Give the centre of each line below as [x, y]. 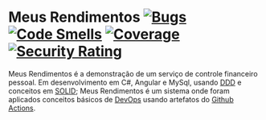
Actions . [22, 108]
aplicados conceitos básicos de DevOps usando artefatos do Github [121, 99]
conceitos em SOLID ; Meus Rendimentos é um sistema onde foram [119, 91]
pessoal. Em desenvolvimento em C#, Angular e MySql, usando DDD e [125, 82]
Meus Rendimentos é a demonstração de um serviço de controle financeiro [133, 73]
